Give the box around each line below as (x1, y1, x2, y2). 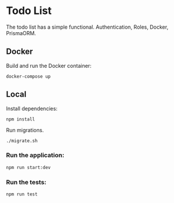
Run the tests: (6, 178, 47, 186)
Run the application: (6, 151, 65, 159)
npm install (6, 116, 35, 122)
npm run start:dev (6, 164, 51, 170)
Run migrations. (6, 126, 44, 133)
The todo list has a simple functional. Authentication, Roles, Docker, (6, 23, 169, 30)
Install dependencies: (6, 105, 58, 112)
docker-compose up (6, 73, 51, 80)
